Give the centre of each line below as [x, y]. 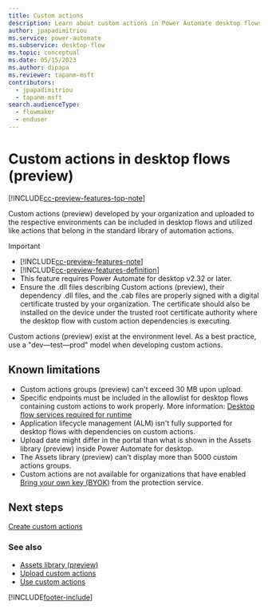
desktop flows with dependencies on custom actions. [107, 431]
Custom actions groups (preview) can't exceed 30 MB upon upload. [131, 389]
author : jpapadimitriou [48, 30]
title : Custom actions [46, 16]
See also [25, 548]
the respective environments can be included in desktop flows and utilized [130, 222]
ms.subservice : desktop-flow [57, 45]
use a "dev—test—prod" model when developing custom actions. [116, 345]
